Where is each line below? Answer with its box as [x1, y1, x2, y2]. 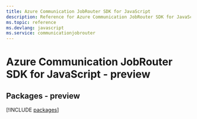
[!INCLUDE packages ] [6, 106, 59, 114]
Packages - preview [6, 91, 80, 101]
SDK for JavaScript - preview [6, 68, 151, 81]
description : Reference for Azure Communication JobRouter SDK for [6, 14, 175, 20]
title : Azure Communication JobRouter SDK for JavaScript [6, 8, 151, 15]
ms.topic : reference [6, 19, 57, 25]
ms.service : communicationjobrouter [6, 30, 96, 36]
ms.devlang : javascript [6, 24, 64, 31]
